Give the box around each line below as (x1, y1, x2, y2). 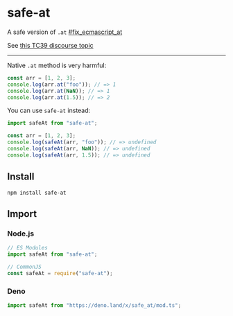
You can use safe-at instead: (7, 106, 91, 115)
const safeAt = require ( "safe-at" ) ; (7, 270, 113, 276)
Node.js (7, 229, 35, 238)
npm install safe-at (7, 189, 67, 196)
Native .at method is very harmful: (7, 61, 107, 69)
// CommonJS (7, 263, 42, 271)
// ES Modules (7, 245, 49, 252)
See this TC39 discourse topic (7, 41, 94, 49)
